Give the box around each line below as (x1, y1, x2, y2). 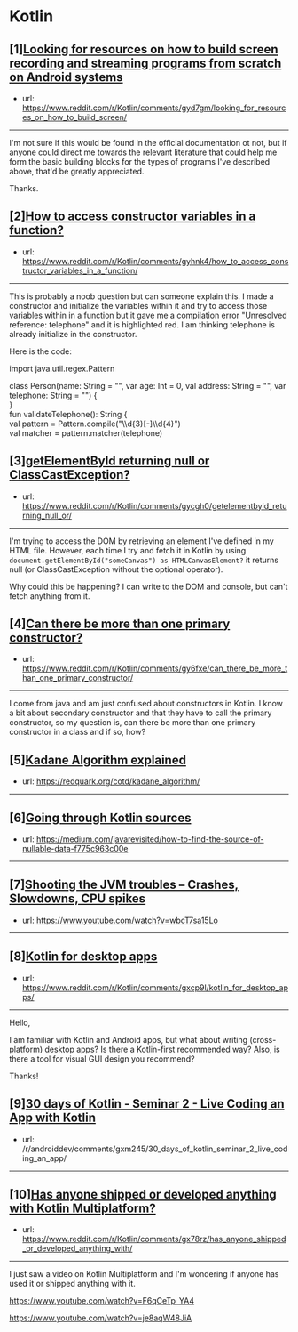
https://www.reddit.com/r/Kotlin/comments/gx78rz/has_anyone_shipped (21, 1234, 286, 1245)
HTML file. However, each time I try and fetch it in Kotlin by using (9, 545, 247, 555)
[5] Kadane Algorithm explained (9, 752, 186, 767)
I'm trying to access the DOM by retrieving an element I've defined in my (9, 536, 275, 546)
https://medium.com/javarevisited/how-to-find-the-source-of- (35, 834, 264, 844)
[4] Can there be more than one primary (9, 617, 231, 632)
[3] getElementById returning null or (9, 454, 210, 469)
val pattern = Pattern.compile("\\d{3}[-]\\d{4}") (9, 418, 182, 429)
